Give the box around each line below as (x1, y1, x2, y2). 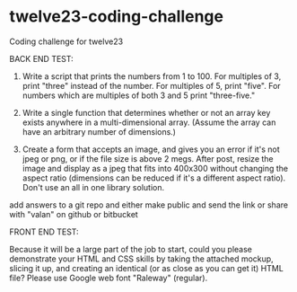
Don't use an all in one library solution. (22, 181, 164, 192)
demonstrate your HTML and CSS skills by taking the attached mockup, (9, 253, 274, 264)
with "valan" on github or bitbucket (9, 208, 139, 219)
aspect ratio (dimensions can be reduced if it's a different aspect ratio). (22, 173, 286, 183)
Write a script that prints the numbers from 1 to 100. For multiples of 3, (22, 70, 282, 82)
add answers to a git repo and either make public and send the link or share (9, 199, 289, 210)
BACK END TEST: (9, 53, 74, 64)
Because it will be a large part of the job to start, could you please (9, 243, 253, 254)
